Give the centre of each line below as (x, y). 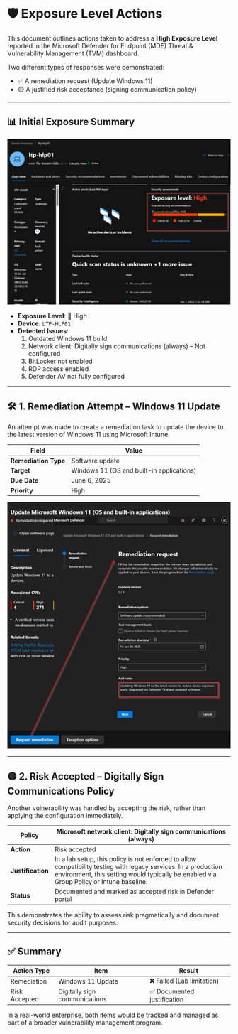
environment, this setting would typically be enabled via (136, 874)
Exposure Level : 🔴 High (52, 316)
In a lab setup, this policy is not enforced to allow (125, 859)
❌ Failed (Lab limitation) (185, 981)
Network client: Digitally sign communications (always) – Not (117, 346)
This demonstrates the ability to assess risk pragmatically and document (113, 915)
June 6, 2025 (91, 480)
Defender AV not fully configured (76, 377)
